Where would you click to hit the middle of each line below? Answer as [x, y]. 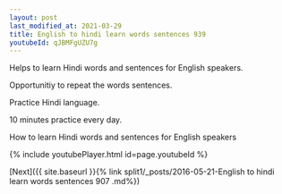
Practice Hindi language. [55, 103]
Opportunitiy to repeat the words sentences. [91, 85]
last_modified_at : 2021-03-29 [66, 26]
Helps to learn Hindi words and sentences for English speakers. [126, 68]
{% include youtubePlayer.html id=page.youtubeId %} [109, 155]
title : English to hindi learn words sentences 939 [107, 34]
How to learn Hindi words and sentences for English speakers [123, 137]
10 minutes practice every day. [66, 120]
